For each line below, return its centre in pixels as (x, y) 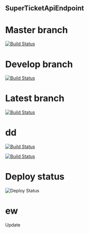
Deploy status (35, 177)
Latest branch (35, 98)
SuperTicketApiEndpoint (45, 8)
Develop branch (39, 64)
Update (13, 225)
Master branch (36, 30)
